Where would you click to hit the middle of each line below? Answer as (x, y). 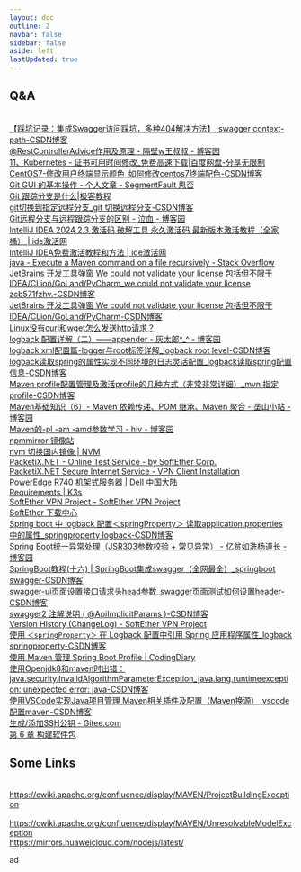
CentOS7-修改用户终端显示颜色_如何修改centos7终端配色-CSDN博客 (136, 173)
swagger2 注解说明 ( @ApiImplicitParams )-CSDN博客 (109, 613)
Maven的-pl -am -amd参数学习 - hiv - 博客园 (92, 429)
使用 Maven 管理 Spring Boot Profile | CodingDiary (102, 657)
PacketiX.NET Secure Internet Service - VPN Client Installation (125, 471)
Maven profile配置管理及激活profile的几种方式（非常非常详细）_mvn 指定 (144, 384)
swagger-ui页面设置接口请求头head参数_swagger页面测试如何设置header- (147, 591)
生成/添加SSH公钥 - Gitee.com (66, 722)
